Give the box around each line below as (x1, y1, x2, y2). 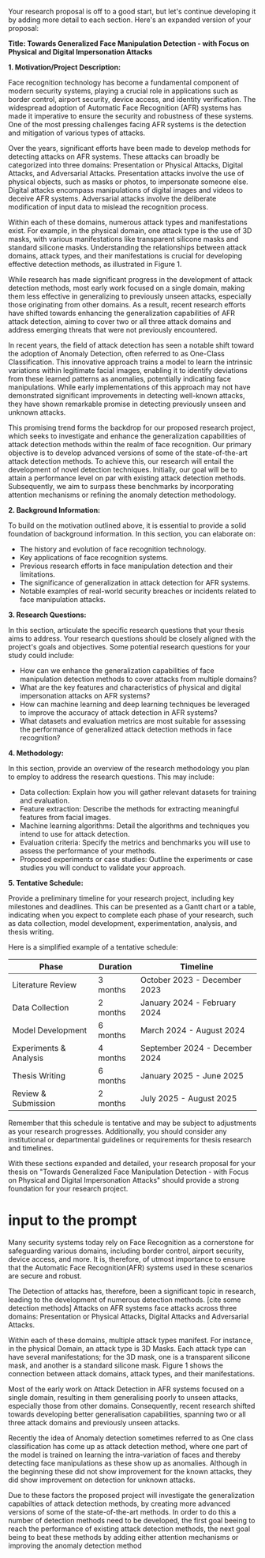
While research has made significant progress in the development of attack (8, 275, 252, 284)
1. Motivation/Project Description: (8, 62, 121, 72)
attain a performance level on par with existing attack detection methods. (8, 473, 246, 483)
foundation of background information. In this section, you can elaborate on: (8, 529, 256, 538)
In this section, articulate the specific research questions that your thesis (8, 626, 244, 634)
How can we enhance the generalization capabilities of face (19, 666, 215, 675)
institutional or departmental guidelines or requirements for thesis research (8, 1135, 252, 1144)
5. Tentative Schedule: (8, 879, 84, 887)
